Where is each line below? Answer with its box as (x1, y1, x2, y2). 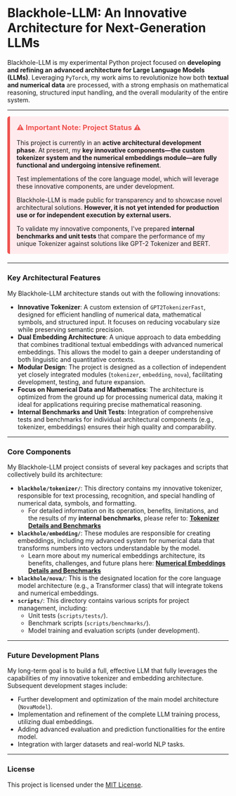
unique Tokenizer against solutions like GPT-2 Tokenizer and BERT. (16, 240, 211, 248)
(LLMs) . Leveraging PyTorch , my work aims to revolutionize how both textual (7, 73, 229, 82)
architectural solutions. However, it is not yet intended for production (16, 203, 219, 212)
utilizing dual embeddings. (17, 718, 94, 726)
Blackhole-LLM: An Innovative (7, 5, 188, 21)
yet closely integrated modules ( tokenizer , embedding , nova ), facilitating (17, 370, 223, 379)
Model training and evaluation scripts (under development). (27, 626, 200, 635)
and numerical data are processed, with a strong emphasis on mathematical (7, 80, 229, 89)
